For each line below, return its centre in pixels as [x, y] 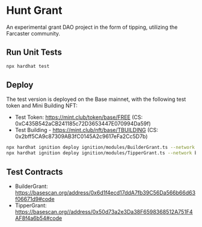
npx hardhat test [28, 66]
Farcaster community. [33, 33]
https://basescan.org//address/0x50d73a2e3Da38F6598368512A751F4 [104, 212]
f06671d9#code [35, 199]
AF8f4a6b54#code [38, 218]
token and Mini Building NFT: [42, 106]
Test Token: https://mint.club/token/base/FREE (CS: [79, 117]
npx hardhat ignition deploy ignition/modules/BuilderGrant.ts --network [101, 148]
